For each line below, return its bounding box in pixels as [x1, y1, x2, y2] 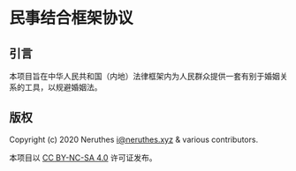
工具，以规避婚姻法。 [24, 82, 102, 93]
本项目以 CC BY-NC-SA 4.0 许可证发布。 [9, 152, 157, 163]
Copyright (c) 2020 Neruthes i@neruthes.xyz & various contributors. [9, 134, 259, 145]
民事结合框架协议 [9, 8, 134, 28]
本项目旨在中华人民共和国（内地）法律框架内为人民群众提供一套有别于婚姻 [9, 71, 280, 81]
